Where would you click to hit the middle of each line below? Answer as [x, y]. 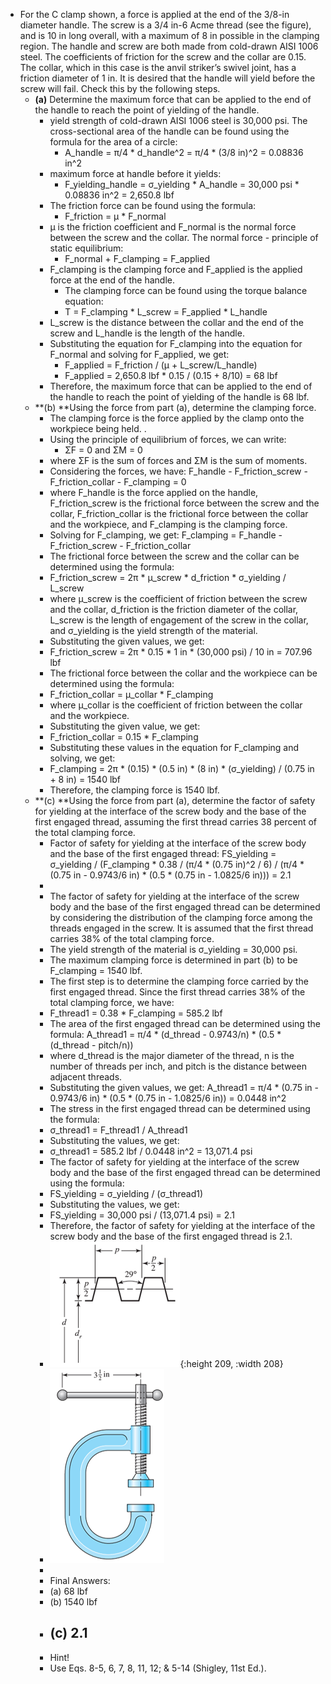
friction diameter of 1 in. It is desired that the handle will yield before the [167, 78]
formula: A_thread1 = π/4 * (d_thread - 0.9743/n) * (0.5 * [165, 1034]
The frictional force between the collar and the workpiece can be [183, 673]
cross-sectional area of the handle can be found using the [169, 131]
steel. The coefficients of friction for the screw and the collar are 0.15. [163, 57]
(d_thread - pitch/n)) [91, 1045]
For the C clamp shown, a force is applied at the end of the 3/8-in [154, 14]
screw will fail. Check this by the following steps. [120, 88]
